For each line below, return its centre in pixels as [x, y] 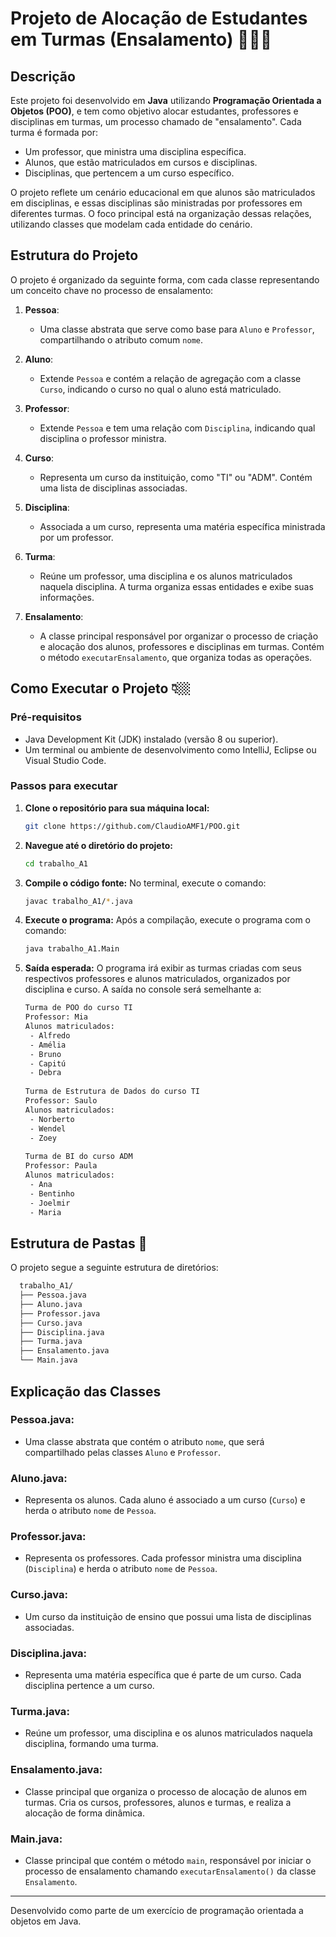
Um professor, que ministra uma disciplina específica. [135, 151]
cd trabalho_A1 [56, 863]
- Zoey [43, 1138]
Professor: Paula [61, 1166]
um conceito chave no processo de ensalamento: [112, 290]
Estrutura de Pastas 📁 [79, 1243]
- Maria [45, 1212]
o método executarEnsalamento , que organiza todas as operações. [176, 657]
